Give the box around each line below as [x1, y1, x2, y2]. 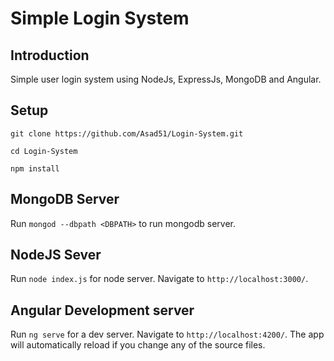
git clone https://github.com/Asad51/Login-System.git [10, 128, 244, 139]
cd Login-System [10, 146, 78, 156]
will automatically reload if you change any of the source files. [10, 339, 266, 351]
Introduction [10, 47, 90, 64]
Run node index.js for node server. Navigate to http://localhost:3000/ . [10, 273, 309, 285]
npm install [10, 163, 60, 174]
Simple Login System [10, 7, 190, 30]
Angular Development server [10, 302, 195, 319]
